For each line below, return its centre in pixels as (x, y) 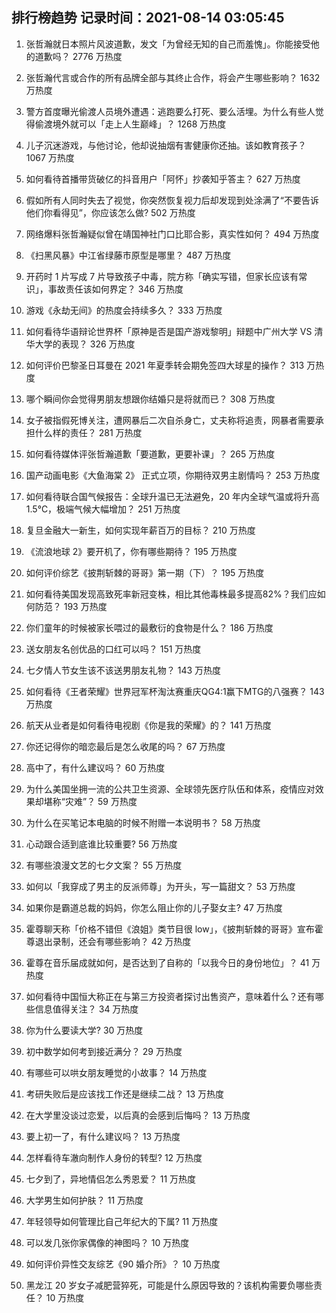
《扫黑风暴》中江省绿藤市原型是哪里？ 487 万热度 (128, 255)
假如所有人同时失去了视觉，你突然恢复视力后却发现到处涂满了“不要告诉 (172, 200)
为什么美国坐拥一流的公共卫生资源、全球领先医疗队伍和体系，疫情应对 (170, 789)
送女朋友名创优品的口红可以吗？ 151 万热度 (113, 649)
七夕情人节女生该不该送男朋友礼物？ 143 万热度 (123, 670)
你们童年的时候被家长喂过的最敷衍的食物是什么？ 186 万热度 (149, 627)
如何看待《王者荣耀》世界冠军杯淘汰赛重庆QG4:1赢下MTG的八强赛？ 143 (175, 691)
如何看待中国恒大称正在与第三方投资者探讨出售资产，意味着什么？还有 (170, 996)
